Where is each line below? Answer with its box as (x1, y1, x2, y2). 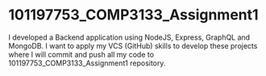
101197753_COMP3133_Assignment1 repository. (8, 58, 166, 68)
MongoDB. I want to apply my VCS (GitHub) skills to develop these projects (8, 40, 258, 50)
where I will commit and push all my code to (8, 49, 155, 59)
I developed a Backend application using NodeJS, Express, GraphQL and (8, 32, 251, 42)
